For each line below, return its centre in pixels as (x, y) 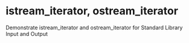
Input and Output (27, 33)
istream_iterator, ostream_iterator (92, 11)
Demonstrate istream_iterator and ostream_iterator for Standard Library (94, 27)
